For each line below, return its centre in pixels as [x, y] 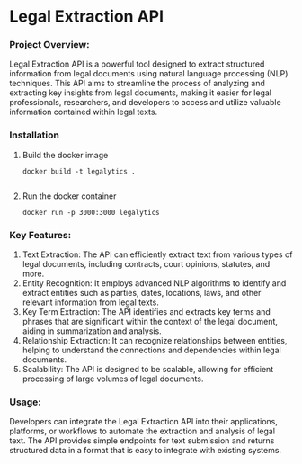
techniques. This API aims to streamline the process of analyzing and [137, 84]
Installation [35, 135]
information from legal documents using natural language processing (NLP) [149, 74]
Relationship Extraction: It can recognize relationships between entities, [155, 341]
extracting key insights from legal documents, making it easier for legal [141, 93]
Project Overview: [49, 45]
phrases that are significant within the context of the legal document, [150, 322]
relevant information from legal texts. [90, 302]
